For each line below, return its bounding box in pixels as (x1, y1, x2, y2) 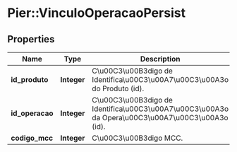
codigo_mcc (11, 133, 54, 143)
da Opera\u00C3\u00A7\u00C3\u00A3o (91, 113, 229, 122)
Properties (7, 33, 55, 45)
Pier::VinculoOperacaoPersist (7, 5, 186, 21)
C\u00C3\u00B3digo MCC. (91, 133, 183, 143)
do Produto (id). (91, 83, 145, 93)
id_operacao (11, 108, 54, 118)
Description (140, 54, 181, 64)
